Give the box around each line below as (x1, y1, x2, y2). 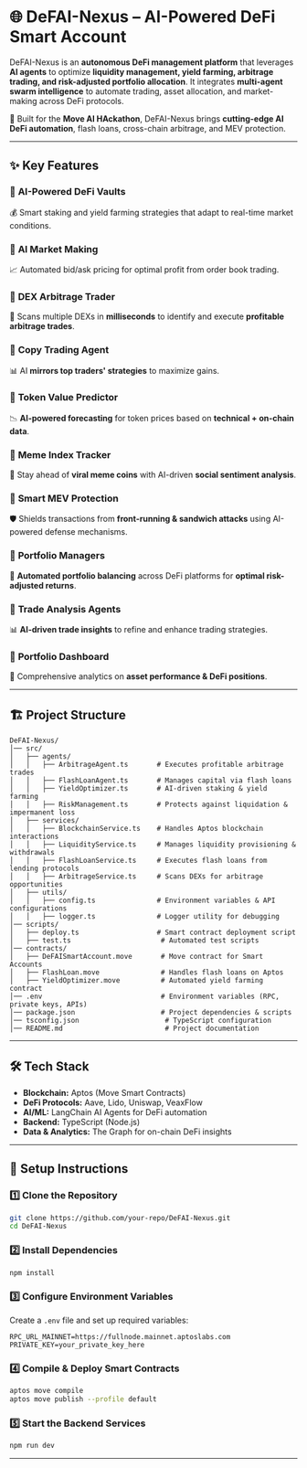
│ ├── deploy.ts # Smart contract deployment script (9, 928, 297, 938)
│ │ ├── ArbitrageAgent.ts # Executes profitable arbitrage (9, 761, 284, 770)
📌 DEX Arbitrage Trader (9, 290, 116, 303)
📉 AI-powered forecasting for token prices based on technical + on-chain (9, 412, 295, 423)
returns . (45, 580, 77, 590)
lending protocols (9, 864, 79, 874)
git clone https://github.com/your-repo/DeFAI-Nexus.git (9, 1213, 231, 1222)
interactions (9, 832, 59, 842)
